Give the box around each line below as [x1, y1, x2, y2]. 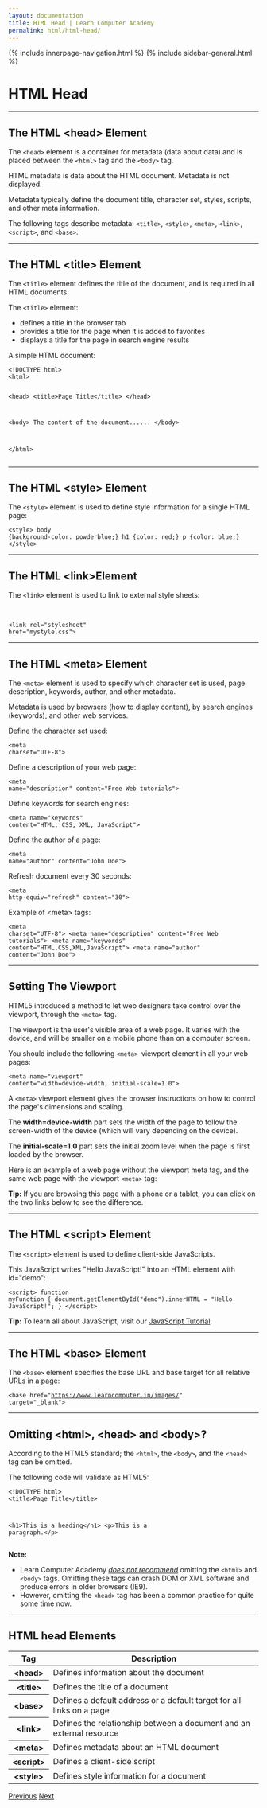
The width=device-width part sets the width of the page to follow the [8, 1117, 238, 1127]
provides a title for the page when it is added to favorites [19, 326, 205, 336]
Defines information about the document [52, 1667, 204, 1678]
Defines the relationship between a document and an [52, 1718, 250, 1729]
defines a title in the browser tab [19, 318, 126, 327]
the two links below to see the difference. [8, 1197, 144, 1206]
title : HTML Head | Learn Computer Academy [8, 19, 155, 27]
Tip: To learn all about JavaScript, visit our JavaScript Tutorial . [8, 1316, 213, 1326]
